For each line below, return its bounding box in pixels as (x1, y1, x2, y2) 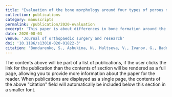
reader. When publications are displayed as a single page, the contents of (5, 76, 161, 82)
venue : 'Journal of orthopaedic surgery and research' (5, 36, 125, 41)
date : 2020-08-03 (5, 31, 42, 36)
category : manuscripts (5, 17, 54, 22)
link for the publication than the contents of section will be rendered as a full (5, 65, 166, 71)
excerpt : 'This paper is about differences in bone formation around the (5, 27, 166, 32)
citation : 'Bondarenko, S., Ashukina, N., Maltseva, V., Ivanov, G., (5, 45, 157, 51)
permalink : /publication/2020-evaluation (5, 21, 95, 27)
